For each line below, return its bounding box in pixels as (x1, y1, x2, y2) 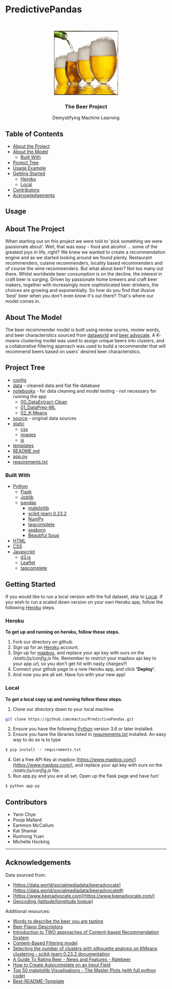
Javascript (12, 549, 35, 555)
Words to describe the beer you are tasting (12, 918, 103, 924)
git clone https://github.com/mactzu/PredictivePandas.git (5, 716, 134, 722)
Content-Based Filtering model (12, 940, 78, 946)
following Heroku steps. (5, 604, 55, 610)
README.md (12, 448, 40, 454)
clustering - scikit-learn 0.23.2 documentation (12, 951, 110, 957)
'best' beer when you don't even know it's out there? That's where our (5, 293, 154, 299)
